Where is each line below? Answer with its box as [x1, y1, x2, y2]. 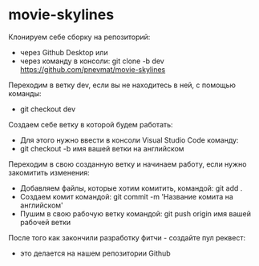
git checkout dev [19, 104, 76, 114]
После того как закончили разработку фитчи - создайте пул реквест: [8, 232, 246, 242]
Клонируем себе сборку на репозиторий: [8, 32, 151, 42]
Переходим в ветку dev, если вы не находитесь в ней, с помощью [8, 80, 237, 90]
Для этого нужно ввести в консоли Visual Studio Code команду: [19, 135, 239, 145]
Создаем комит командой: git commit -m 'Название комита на [19, 191, 234, 201]
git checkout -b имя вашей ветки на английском [19, 143, 184, 153]
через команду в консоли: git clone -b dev [19, 56, 164, 66]
